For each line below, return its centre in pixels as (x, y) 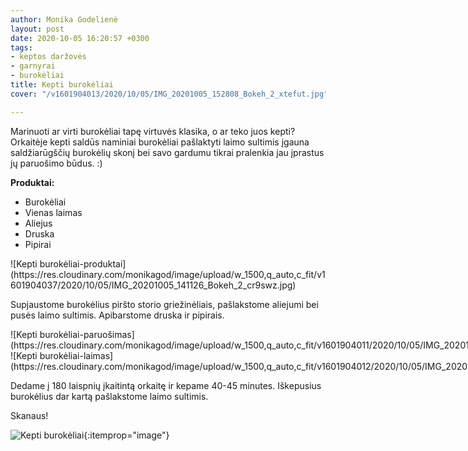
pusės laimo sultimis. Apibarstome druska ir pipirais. (117, 315)
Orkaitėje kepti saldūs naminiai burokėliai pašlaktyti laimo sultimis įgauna (160, 142)
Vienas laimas (53, 212)
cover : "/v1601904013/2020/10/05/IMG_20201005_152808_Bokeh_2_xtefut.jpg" (169, 94)
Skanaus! (29, 415)
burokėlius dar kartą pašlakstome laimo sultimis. (109, 396)
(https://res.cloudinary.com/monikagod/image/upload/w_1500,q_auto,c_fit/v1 (168, 274)
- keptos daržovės (48, 57)
